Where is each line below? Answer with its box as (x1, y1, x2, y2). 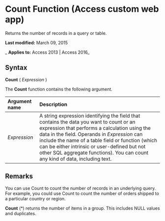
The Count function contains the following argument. (5, 86, 113, 92)
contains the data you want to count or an (39, 118, 136, 125)
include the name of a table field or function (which (39, 137, 157, 144)
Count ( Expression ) (5, 76, 48, 82)
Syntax (5, 63, 27, 72)
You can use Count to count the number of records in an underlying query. (5, 185, 156, 191)
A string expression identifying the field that (39, 112, 140, 119)
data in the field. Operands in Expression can (39, 130, 143, 137)
